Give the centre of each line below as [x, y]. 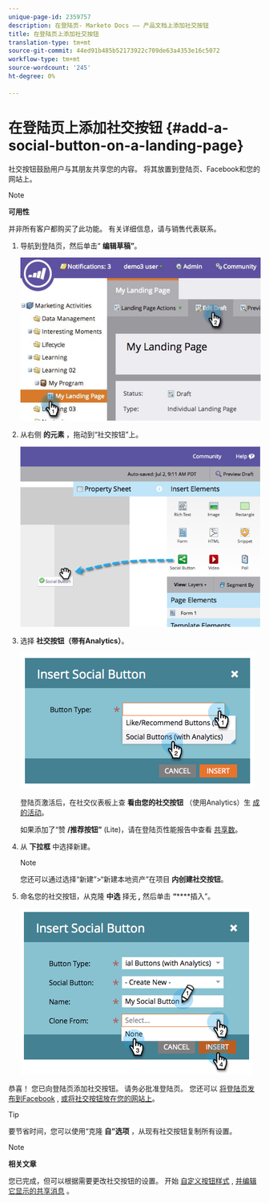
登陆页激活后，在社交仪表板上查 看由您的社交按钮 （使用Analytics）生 [135, 802]
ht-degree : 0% [32, 76]
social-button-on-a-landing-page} [126, 145]
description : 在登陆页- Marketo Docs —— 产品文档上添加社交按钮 [109, 25]
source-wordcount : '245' [50, 68]
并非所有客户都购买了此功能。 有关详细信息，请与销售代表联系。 [114, 228]
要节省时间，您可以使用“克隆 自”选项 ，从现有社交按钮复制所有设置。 [122, 1131]
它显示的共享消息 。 [41, 1191]
